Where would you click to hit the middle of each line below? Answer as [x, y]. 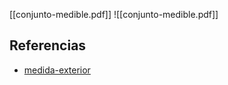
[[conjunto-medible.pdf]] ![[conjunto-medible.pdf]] [114, 14]
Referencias [48, 45]
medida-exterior [57, 70]
